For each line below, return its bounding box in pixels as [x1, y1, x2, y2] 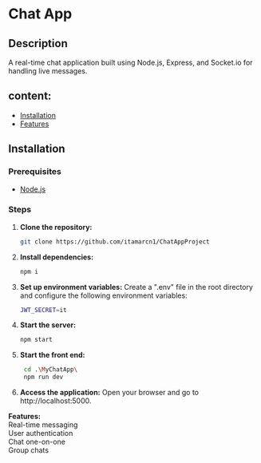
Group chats [8, 445, 49, 455]
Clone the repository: [19, 222, 93, 231]
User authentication [8, 429, 73, 438]
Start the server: [19, 320, 77, 330]
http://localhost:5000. [19, 396, 92, 406]
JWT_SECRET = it [19, 306, 67, 314]
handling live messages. [8, 66, 88, 76]
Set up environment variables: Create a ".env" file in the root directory [19, 282, 254, 291]
